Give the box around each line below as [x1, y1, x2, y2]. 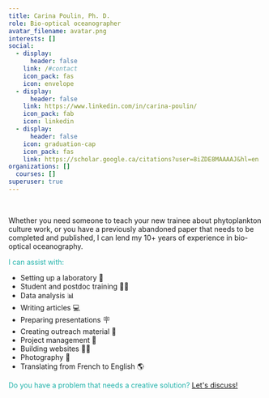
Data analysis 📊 [19, 290, 75, 300]
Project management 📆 [19, 335, 97, 345]
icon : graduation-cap [23, 139, 96, 148]
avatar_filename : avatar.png [8, 27, 107, 35]
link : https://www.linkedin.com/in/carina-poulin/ [23, 102, 198, 110]
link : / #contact [23, 65, 79, 73]
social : [8, 42, 35, 50]
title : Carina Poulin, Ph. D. [8, 11, 111, 20]
